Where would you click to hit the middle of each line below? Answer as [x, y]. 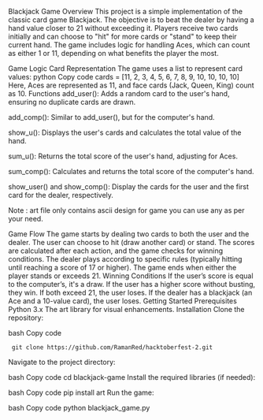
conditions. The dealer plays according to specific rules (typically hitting [125, 259]
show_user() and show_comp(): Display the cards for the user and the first [129, 187]
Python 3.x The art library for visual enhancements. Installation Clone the [127, 309]
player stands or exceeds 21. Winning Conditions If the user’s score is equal [131, 276]
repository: [26, 318]
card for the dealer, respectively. [61, 195]
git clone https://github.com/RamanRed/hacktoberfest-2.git [112, 348]
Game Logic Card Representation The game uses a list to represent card [125, 69]
